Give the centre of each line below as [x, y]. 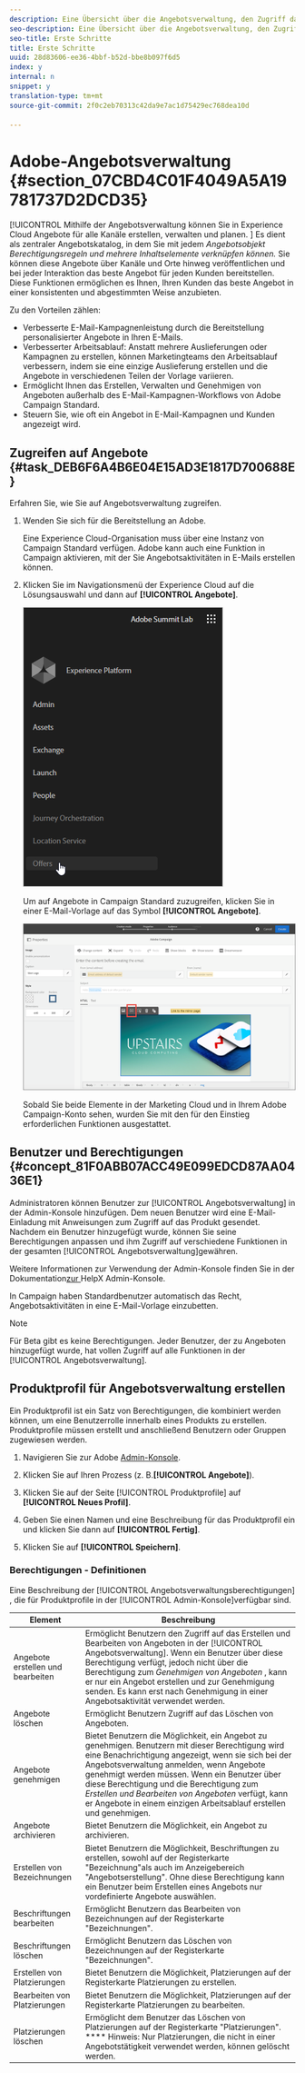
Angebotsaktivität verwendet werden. [155, 1700]
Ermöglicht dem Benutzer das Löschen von [165, 2017]
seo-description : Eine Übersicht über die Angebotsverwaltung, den [140, 29]
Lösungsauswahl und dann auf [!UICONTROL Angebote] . [130, 594]
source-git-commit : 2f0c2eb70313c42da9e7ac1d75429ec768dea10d [129, 105]
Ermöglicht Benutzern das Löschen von [158, 1941]
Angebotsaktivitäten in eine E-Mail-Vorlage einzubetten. [114, 1305]
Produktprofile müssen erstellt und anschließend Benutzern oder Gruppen [148, 1430]
